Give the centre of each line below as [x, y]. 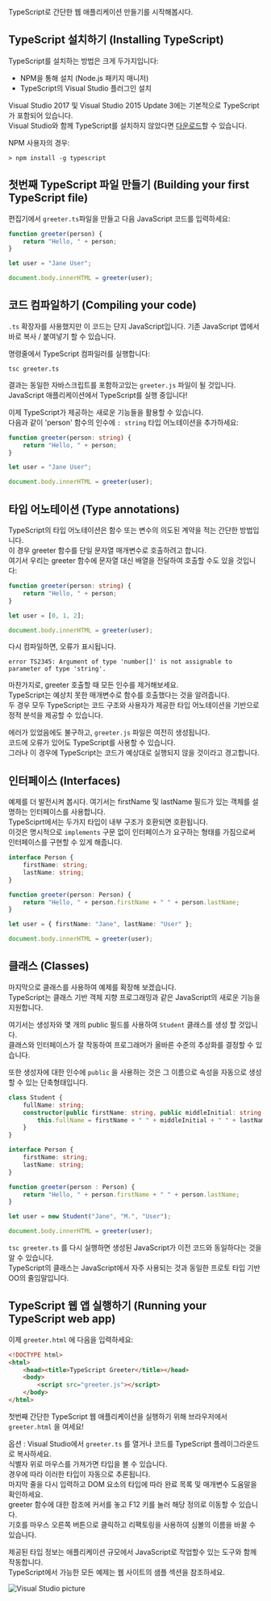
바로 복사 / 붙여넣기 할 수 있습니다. [63, 336]
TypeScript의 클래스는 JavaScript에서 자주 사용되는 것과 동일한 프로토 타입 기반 [134, 1268]
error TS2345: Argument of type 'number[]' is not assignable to [120, 662]
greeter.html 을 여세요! [46, 1426]
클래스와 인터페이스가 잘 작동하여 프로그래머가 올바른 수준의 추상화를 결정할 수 [131, 1044]
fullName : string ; [54, 1105]
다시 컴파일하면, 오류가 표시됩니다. [63, 646]
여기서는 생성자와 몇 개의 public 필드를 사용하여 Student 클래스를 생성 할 [122, 1024]
